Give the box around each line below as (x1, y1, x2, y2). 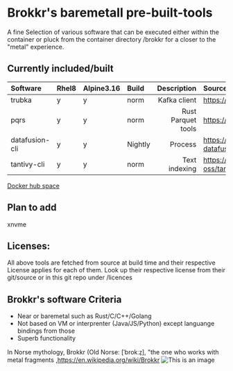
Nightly (127, 139, 150, 149)
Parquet (171, 115, 197, 124)
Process (169, 139, 197, 149)
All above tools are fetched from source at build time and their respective (7, 258, 216, 267)
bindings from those (17, 327, 75, 335)
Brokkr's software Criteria (7, 293, 122, 305)
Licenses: (7, 240, 51, 252)
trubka (10, 95, 33, 105)
